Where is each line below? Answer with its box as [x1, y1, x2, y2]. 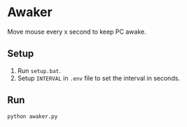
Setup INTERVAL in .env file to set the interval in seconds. [17, 74, 181, 82]
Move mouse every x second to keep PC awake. [7, 27, 146, 36]
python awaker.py [7, 113, 58, 120]
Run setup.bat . [17, 66, 61, 74]
